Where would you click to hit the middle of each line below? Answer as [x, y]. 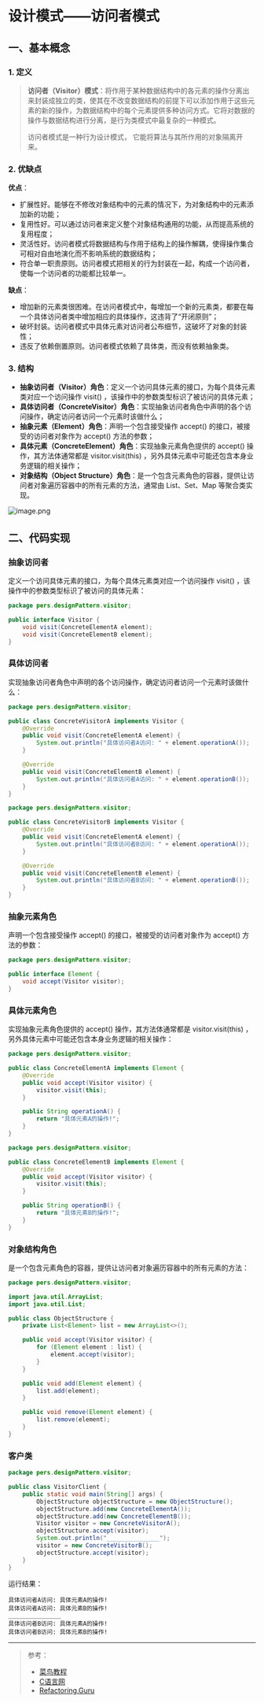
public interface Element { [54, 974]
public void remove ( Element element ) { [88, 1412]
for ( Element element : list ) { [90, 1347]
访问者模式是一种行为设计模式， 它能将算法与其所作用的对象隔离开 [135, 137]
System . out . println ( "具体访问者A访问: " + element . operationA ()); [143, 743]
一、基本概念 [39, 48]
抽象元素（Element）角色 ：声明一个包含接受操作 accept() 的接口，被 [131, 427]
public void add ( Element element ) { [82, 1383]
